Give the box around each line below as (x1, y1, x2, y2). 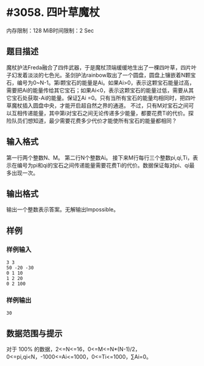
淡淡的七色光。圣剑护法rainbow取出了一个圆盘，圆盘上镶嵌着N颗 (27, 71, 191, 79)
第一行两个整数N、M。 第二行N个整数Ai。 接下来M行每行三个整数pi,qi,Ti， (6, 153, 193, 161)
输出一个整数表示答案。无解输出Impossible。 (6, 206, 119, 213)
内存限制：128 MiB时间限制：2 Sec (6, 27, 94, 34)
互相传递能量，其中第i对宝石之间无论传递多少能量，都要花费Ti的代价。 (11, 109, 189, 116)
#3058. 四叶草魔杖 (6, 5, 100, 19)
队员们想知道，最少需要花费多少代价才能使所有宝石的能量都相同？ (11, 117, 177, 124)
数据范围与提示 (6, 328, 63, 339)
